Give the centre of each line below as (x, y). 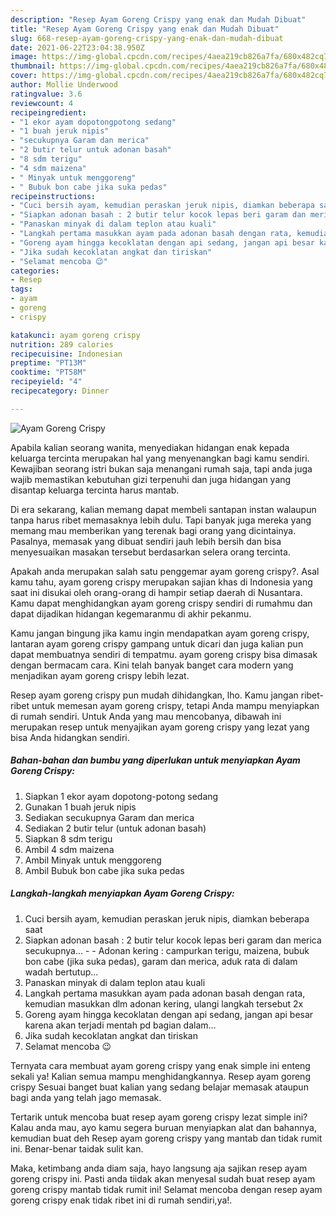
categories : (35, 271)
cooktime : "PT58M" (48, 372)
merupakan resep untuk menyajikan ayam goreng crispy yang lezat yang (160, 727)
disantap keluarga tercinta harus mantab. (95, 490)
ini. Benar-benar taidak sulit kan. (77, 1148)
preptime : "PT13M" (48, 363)
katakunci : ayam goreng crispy (75, 335)
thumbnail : (33, 66)
